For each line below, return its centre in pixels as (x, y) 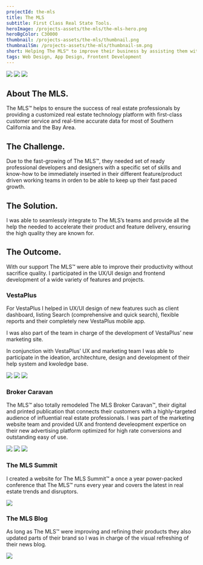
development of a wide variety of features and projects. (76, 279)
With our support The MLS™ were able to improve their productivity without (100, 266)
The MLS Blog (27, 518)
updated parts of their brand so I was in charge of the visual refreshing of (98, 538)
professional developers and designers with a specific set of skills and (94, 167)
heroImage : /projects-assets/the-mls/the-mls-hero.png (77, 29)
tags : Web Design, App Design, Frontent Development (74, 57)
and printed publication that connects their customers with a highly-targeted (101, 412)
